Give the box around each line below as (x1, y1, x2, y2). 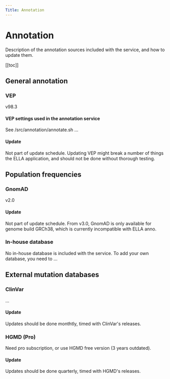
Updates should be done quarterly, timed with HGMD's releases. (5, 368, 141, 374)
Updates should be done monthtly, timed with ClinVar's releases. (5, 321, 141, 327)
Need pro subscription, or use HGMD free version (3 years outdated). (5, 345, 152, 351)
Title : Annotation (5, 7, 44, 13)
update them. (5, 52, 34, 58)
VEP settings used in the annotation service (5, 115, 101, 121)
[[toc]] (5, 62, 19, 68)
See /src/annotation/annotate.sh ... (5, 127, 79, 133)
